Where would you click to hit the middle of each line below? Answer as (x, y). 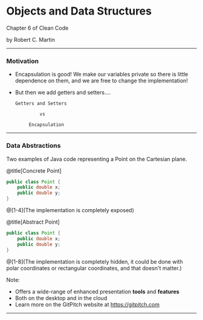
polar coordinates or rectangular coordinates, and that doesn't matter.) (94, 268)
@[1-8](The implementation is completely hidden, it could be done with (95, 261)
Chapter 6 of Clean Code (37, 28)
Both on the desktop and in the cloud (61, 298)
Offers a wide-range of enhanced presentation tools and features (97, 292)
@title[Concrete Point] (34, 170)
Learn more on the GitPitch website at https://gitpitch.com (87, 304)
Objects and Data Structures (79, 11)
